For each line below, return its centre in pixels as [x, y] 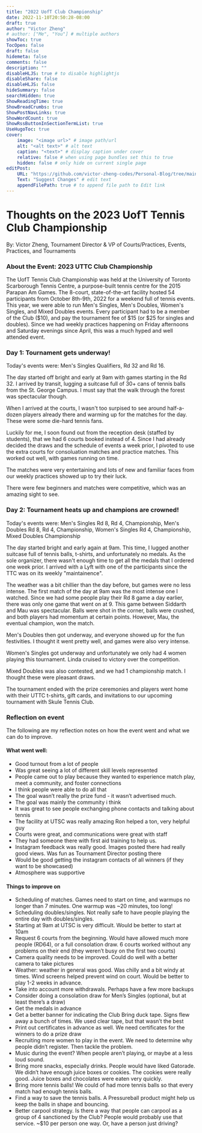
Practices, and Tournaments [41, 251]
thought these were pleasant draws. [51, 677]
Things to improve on [33, 886]
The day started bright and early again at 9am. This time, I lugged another [98, 548]
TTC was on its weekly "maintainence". [55, 573]
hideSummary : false [31, 90]
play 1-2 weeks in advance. [49, 983]
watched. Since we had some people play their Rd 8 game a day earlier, [95, 597]
